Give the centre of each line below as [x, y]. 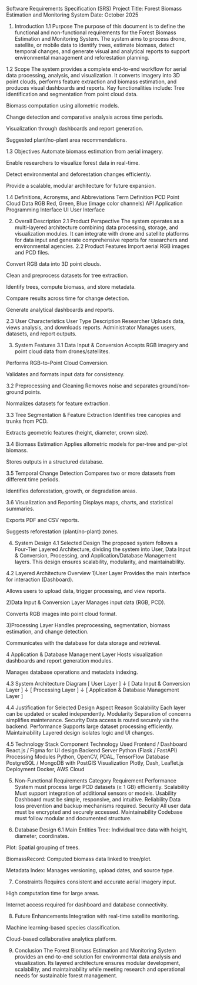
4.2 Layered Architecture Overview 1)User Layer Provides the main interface [98, 573]
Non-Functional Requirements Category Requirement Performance [95, 781]
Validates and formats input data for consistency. [66, 374]
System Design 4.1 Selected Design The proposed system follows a [96, 543]
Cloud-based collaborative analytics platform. [61, 939]
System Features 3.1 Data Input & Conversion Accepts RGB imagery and [101, 345]
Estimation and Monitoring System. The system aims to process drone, [100, 39]
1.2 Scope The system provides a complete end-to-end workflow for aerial [96, 69]
